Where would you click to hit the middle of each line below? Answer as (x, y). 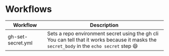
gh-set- (18, 36)
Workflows (28, 9)
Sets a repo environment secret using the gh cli (103, 33)
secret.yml (20, 42)
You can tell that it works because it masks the (102, 39)
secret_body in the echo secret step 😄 (93, 46)
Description (104, 25)
